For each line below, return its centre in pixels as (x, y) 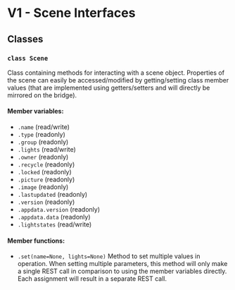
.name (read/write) (44, 127)
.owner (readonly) (43, 157)
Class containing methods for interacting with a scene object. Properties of (116, 73)
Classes (25, 39)
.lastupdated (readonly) (52, 195)
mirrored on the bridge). (42, 95)
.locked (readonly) (44, 172)
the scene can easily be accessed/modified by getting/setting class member (118, 80)
